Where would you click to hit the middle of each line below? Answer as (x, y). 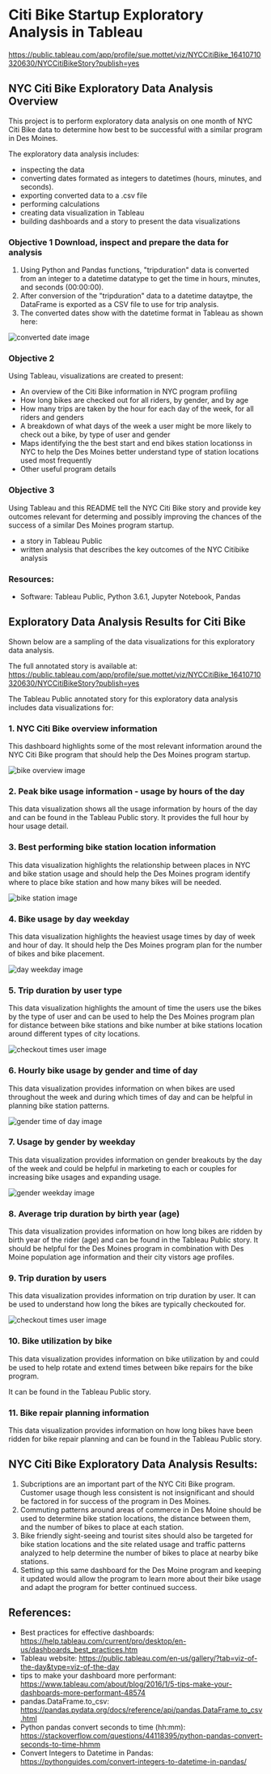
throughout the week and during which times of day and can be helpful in (131, 1096)
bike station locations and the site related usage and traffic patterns (133, 1544)
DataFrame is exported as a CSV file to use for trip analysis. (119, 305)
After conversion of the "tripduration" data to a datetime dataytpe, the (136, 296)
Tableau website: (49, 1658)
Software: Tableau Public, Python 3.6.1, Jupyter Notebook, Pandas (130, 596)
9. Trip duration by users (57, 1278)
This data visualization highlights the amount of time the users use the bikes (135, 1008)
